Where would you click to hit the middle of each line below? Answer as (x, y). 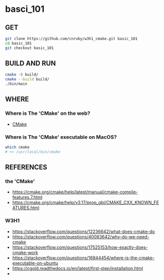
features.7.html (27, 197)
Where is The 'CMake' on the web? (48, 113)
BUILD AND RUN (31, 64)
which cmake (17, 147)
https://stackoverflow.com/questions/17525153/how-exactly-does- (80, 247)
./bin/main (16, 84)
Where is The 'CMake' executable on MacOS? (61, 137)
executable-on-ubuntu (35, 263)
